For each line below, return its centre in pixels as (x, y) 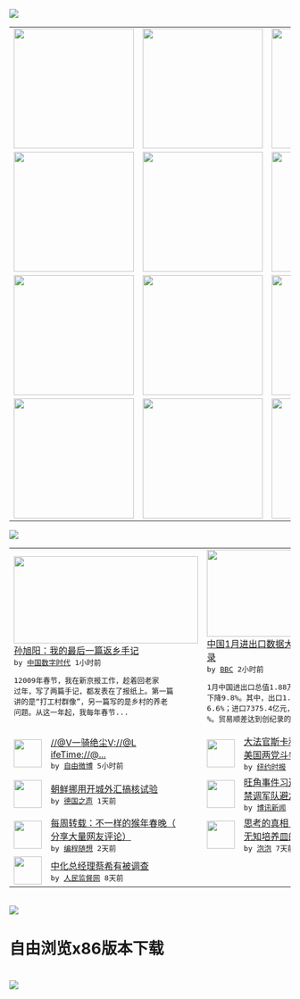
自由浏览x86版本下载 (87, 949)
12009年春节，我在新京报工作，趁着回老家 (87, 680)
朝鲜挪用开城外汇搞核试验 (104, 789)
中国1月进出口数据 (246, 644)
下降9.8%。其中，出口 (245, 698)
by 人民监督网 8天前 (87, 878)
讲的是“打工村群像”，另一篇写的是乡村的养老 (91, 702)
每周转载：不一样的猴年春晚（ (113, 823)
